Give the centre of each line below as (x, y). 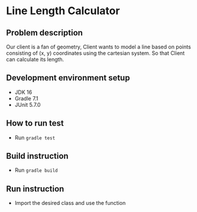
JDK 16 (23, 92)
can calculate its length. (35, 59)
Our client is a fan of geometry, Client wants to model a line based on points (98, 47)
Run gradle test (35, 138)
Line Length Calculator (63, 11)
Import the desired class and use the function (70, 203)
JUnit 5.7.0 (28, 105)
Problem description (44, 33)
